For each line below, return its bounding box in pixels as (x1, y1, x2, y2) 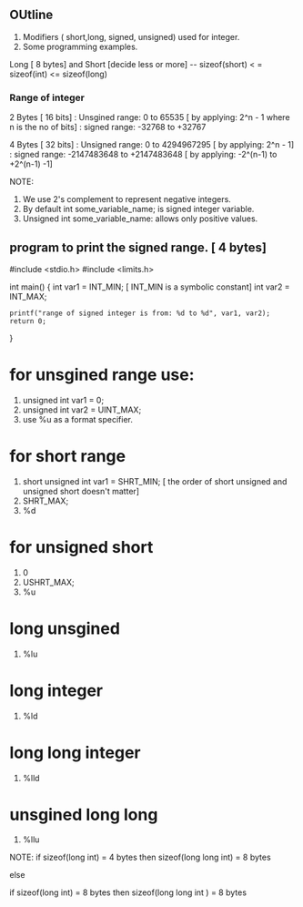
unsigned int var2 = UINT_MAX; (22, 404, 142, 415)
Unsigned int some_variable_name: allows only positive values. (22, 213, 258, 224)
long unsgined (9, 618, 121, 638)
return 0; (9, 316, 47, 326)
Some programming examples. (22, 41, 138, 52)
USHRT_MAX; (22, 576, 75, 587)
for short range (9, 446, 126, 467)
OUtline (9, 7, 54, 23)
